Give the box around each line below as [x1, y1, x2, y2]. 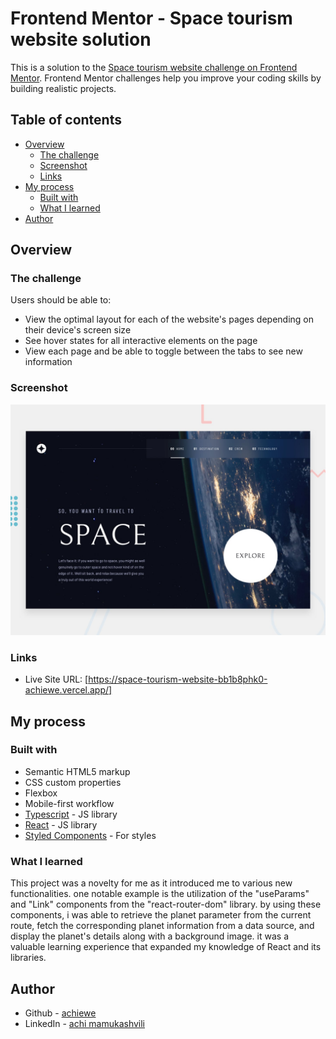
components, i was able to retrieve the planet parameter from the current [10, 909, 312, 921]
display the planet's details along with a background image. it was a [10, 930, 289, 942]
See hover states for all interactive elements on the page [24, 335, 258, 347]
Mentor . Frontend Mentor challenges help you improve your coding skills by [10, 72, 322, 84]
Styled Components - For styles [24, 829, 157, 841]
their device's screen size [24, 324, 132, 336]
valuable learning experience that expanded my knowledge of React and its [10, 941, 322, 953]
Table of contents [10, 112, 122, 129]
